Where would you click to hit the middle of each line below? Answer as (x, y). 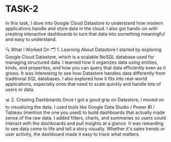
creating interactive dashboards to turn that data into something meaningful (85, 34)
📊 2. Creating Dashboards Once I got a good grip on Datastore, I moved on (85, 100)
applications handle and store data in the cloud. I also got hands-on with (81, 28)
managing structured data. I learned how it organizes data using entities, (82, 62)
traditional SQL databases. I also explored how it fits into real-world (76, 78)
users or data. (20, 89)
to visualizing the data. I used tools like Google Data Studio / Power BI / (80, 107)
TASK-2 (22, 9)
